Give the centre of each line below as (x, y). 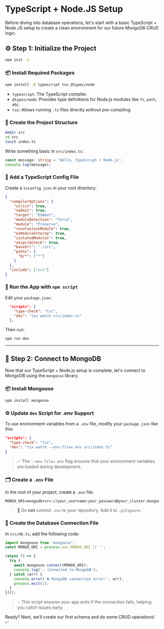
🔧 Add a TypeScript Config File (42, 177)
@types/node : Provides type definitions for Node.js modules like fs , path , (84, 99)
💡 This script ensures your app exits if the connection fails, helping (84, 602)
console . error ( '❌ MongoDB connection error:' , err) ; (69, 579)
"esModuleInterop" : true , (40, 233)
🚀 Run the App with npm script (41, 287)
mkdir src (15, 133)
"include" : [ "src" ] (29, 270)
